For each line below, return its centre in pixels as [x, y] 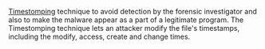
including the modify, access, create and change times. [99, 36]
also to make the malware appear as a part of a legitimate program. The [126, 20]
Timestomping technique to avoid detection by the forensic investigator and [133, 11]
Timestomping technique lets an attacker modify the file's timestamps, [124, 28]
